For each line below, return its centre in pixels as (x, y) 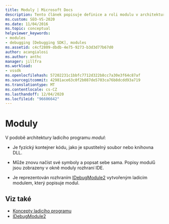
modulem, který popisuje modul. (46, 183)
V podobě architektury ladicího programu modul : (56, 138)
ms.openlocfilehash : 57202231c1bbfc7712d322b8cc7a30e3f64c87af (73, 76)
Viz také (18, 199)
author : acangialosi (27, 52)
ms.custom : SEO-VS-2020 (30, 19)
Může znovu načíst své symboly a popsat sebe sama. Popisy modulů (84, 163)
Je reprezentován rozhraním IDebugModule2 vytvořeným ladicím (80, 178)
